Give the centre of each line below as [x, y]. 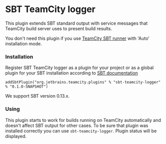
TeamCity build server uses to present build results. [59, 28]
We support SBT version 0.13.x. [37, 96]
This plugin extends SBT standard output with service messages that [76, 23]
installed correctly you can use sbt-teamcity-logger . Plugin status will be [81, 131]
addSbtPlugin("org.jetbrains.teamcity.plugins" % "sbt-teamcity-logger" [83, 82]
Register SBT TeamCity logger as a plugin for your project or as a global [79, 68]
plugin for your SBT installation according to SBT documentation [72, 73]
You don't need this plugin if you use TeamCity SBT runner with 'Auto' [77, 38]
